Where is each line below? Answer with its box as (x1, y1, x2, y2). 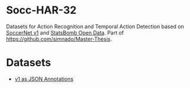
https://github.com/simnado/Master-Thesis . (6, 35, 112, 42)
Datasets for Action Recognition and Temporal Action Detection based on (6, 23, 184, 30)
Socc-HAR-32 (6, 4, 77, 17)
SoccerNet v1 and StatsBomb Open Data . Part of (6, 29, 124, 36)
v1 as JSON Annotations (14, 75, 74, 82)
